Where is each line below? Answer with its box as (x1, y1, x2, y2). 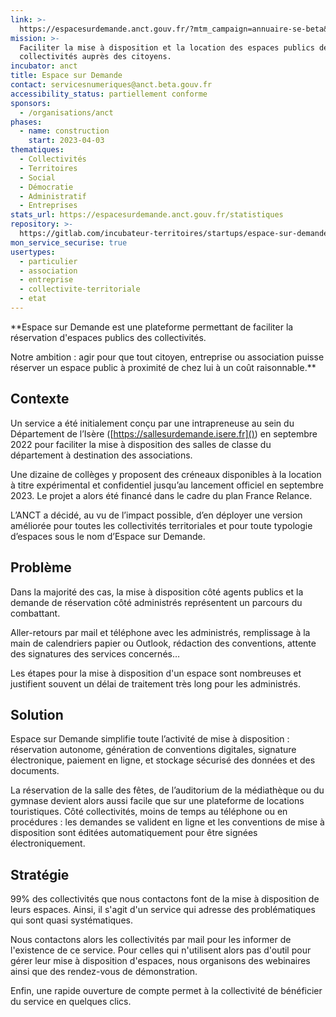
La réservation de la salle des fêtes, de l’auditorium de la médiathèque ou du (10, 784, 325, 796)
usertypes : (10, 247, 56, 257)
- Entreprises (19, 201, 78, 211)
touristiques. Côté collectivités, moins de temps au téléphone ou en (10, 806, 288, 818)
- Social (19, 172, 56, 183)
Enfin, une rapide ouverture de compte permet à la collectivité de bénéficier (10, 985, 323, 997)
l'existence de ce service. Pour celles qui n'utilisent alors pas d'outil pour (10, 944, 312, 956)
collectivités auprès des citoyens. (19, 52, 172, 62)
